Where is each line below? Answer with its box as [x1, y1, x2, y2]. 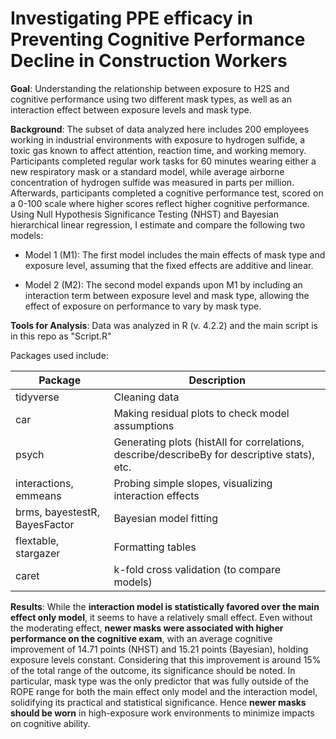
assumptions [113, 418, 175, 432]
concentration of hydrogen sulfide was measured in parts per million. [10, 176, 295, 188]
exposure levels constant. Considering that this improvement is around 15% [10, 653, 322, 666]
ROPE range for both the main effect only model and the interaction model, [10, 685, 318, 697]
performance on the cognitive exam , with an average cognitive [10, 632, 273, 644]
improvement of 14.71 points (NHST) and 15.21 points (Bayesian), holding [10, 643, 309, 655]
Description [188, 373, 246, 387]
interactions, [15, 476, 74, 490]
